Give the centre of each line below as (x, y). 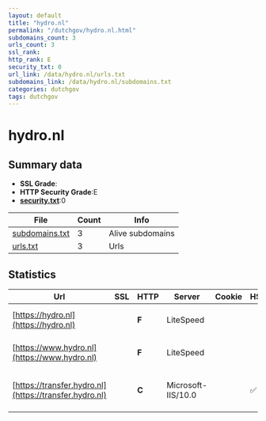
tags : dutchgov (33, 97)
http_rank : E (30, 60)
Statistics (32, 274)
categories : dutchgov (44, 89)
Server (187, 297)
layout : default (35, 15)
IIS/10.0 (182, 395)
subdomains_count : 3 (42, 38)
